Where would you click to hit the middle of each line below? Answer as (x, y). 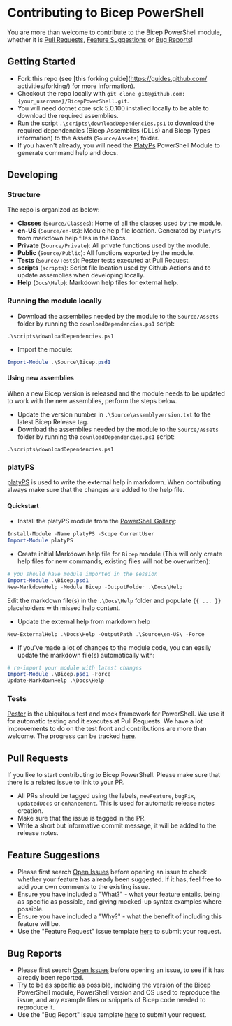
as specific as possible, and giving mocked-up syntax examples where (119, 902)
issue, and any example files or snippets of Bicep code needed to (111, 999)
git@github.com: (162, 94)
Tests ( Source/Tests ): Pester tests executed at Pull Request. (104, 261)
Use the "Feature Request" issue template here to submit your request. (119, 932)
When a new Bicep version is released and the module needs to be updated (116, 393)
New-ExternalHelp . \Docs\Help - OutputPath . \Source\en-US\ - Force (106, 634)
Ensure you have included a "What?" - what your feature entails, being (119, 894)
